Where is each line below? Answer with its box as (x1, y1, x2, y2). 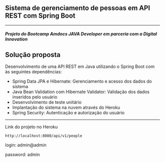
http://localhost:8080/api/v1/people (5, 133, 82, 138)
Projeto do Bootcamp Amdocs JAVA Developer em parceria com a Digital (5, 31, 157, 37)
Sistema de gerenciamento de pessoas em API (5, 4, 150, 12)
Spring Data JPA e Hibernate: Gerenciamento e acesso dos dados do (12, 78, 152, 84)
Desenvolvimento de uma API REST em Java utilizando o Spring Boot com (5, 64, 155, 69)
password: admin (5, 152, 40, 158)
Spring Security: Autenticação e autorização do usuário (12, 110, 125, 116)
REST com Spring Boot (5, 12, 76, 20)
